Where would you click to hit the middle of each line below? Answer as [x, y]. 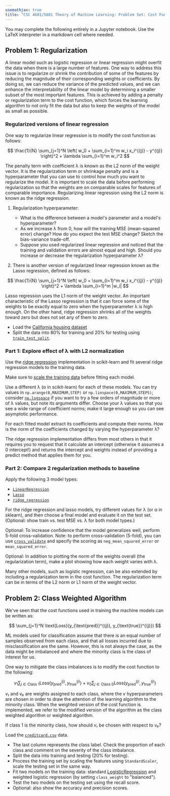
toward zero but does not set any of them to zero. [57, 317]
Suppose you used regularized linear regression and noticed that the [92, 244]
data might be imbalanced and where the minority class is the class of [78, 652]
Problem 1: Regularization [46, 50]
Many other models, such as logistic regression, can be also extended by [81, 571]
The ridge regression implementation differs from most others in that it [79, 439]
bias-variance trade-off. [45, 239]
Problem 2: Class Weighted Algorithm [66, 598]
